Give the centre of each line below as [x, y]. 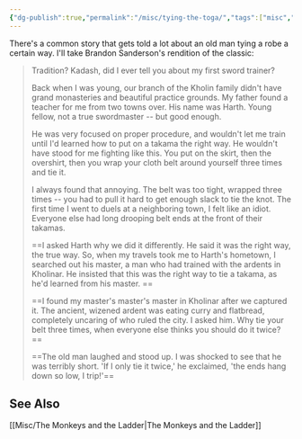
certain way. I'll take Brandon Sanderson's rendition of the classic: [132, 53]
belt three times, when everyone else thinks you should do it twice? [156, 329]
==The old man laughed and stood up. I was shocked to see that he [156, 356]
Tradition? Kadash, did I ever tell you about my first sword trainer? [153, 70]
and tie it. [49, 172]
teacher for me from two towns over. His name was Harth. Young [151, 107]
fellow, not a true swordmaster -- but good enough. [126, 116]
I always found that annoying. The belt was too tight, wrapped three [157, 189]
